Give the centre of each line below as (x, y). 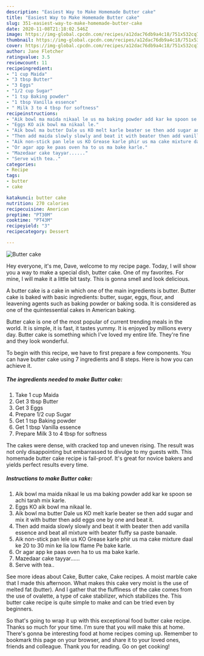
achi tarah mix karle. (40, 500)
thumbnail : (20, 40)
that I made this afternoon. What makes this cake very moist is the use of (97, 583)
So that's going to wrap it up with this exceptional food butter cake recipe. (99, 620)
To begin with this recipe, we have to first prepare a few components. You (99, 353)
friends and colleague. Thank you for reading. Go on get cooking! (88, 646)
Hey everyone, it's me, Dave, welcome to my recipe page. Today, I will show (101, 266)
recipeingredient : (29, 68)
